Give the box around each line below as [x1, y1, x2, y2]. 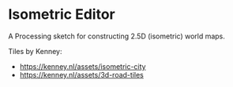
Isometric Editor [8, 5, 116, 24]
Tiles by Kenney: [8, 46, 62, 56]
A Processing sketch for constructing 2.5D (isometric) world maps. [8, 31, 225, 41]
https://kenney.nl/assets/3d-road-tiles [19, 70, 144, 79]
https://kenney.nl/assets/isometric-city [19, 61, 146, 71]
